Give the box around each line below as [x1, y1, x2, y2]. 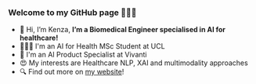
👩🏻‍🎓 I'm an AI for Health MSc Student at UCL [19, 42, 166, 51]
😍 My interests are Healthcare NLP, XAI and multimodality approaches [19, 58, 248, 68]
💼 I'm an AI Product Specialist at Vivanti [19, 50, 147, 60]
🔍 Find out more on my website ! [19, 67, 124, 77]
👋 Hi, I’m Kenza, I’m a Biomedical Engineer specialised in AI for [19, 25, 225, 35]
